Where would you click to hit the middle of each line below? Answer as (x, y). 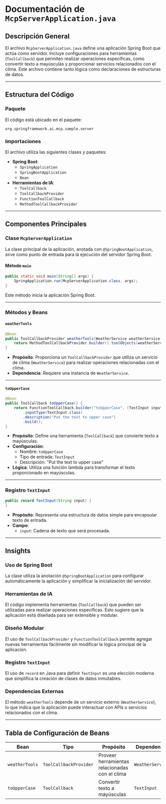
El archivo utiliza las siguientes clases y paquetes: (56, 152)
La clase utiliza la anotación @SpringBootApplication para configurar (75, 576)
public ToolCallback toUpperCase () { (44, 403)
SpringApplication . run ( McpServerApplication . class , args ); (76, 281)
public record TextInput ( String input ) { (48, 501)
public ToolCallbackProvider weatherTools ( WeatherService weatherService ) (84, 339)
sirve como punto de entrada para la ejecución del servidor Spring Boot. (79, 254)
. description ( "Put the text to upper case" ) (69, 417)
